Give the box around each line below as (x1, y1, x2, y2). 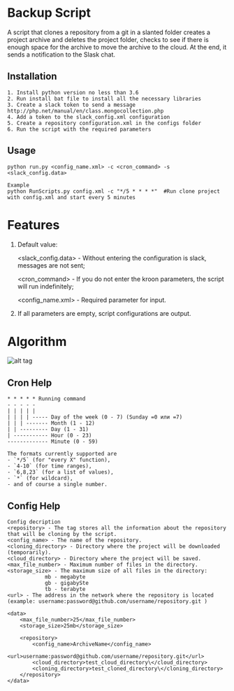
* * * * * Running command (7, 395, 86, 402)
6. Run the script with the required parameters (7, 126, 152, 133)
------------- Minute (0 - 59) (7, 438, 98, 445)
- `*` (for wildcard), (7, 475, 73, 482)
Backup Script (7, 5, 92, 21)
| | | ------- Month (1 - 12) (7, 420, 96, 427)
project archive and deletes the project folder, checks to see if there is (7, 35, 210, 43)
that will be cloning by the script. (7, 531, 117, 538)
